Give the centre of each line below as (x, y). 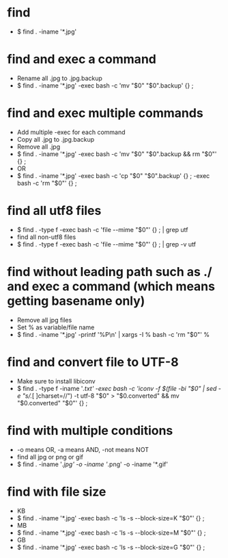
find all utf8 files (54, 211)
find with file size (57, 492)
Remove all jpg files (44, 320)
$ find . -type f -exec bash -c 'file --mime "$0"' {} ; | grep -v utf (106, 244)
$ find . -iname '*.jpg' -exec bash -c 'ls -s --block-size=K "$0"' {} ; (111, 518)
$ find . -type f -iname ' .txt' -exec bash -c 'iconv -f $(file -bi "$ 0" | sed (117, 388)
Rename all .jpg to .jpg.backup (59, 78)
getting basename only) (76, 301)
